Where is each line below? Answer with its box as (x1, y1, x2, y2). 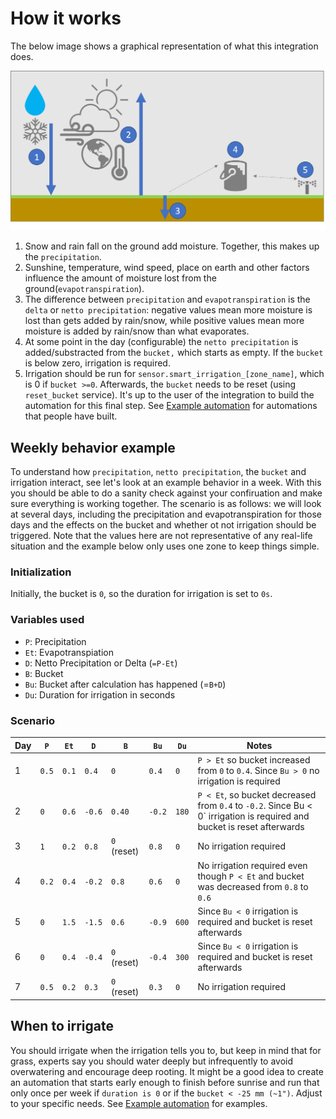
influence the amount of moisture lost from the (24, 272, 217, 284)
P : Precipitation (24, 635, 87, 647)
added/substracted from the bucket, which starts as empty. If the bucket (24, 347, 324, 359)
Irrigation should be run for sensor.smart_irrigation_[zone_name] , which (24, 368, 325, 380)
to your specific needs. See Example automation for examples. (10, 1097, 268, 1109)
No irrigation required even (197, 859, 308, 871)
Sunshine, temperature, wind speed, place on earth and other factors (24, 262, 310, 274)
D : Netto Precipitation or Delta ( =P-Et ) (24, 657, 178, 669)
